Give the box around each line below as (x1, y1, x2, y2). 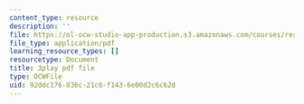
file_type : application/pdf (9, 38, 116, 48)
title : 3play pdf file (9, 64, 95, 73)
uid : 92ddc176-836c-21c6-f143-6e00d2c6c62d (9, 80, 176, 90)
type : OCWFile (9, 72, 63, 81)
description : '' (9, 22, 71, 31)
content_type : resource (9, 13, 100, 23)
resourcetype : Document (9, 55, 100, 64)
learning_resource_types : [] (9, 47, 119, 56)
